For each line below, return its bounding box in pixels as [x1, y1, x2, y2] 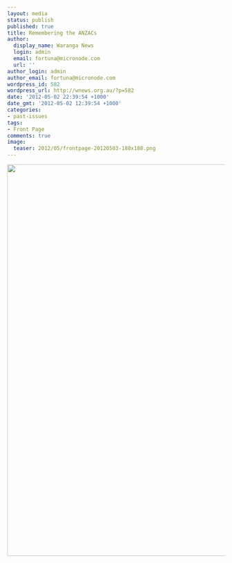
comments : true [7, 132, 51, 139]
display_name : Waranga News [13, 42, 95, 49]
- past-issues [7, 113, 48, 120]
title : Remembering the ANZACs [7, 29, 97, 37]
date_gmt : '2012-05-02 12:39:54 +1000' [7, 100, 122, 107]
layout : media [7, 10, 48, 17]
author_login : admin [7, 68, 67, 75]
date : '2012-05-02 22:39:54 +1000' [7, 94, 110, 101]
